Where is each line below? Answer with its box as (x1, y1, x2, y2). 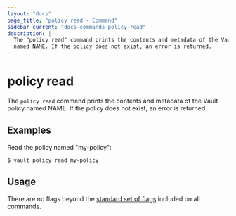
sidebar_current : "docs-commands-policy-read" (7, 23, 146, 30)
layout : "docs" (7, 10, 52, 18)
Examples (7, 125, 51, 136)
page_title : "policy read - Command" (7, 17, 118, 24)
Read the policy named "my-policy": (7, 143, 112, 151)
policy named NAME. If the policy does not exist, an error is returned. (7, 103, 207, 113)
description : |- (7, 30, 55, 37)
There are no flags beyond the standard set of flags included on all (7, 194, 200, 203)
